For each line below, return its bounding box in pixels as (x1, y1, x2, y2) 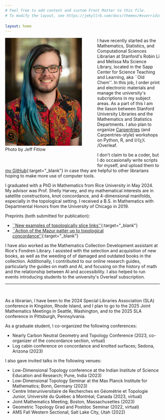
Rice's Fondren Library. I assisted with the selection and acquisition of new (5, 248, 156, 254)
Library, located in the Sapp (97, 64, 153, 70)
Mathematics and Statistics (97, 116, 152, 122)
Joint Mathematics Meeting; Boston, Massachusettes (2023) (12, 399, 135, 405)
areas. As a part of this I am (97, 101, 153, 106)
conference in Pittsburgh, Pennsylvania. (5, 314, 86, 319)
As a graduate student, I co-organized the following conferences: (5, 323, 137, 329)
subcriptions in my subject (97, 95, 151, 101)
